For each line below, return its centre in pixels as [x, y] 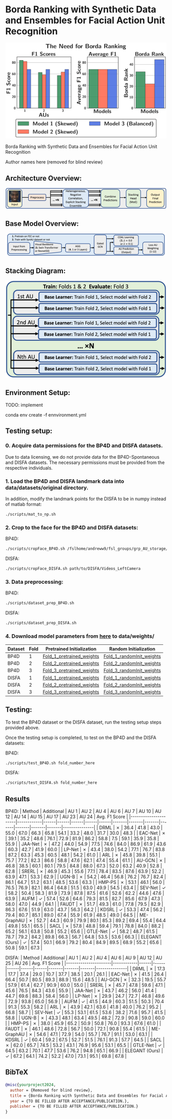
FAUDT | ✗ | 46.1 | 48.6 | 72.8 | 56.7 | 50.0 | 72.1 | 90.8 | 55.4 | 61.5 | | [78, 1029]
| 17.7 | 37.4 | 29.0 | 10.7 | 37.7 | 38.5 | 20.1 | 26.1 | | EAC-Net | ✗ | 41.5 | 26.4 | [86, 974]
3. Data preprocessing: [34, 582]
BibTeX [17, 1072]
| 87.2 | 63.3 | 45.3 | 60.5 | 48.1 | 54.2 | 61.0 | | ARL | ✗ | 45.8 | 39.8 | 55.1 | [83, 855]
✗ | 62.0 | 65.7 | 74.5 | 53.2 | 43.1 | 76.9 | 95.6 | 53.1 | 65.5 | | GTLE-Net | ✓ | [85, 1045]
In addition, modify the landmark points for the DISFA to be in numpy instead [86, 499]
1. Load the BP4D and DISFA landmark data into [65, 481]
